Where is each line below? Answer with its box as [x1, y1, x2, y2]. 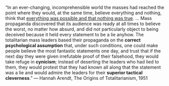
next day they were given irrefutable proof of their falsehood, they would [5, 53, 159, 59]
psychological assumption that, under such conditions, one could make [5, 42, 158, 48]
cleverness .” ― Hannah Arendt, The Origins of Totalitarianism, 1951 [5, 75, 148, 81]
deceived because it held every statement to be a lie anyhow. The [5, 32, 144, 37]
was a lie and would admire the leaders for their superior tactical [5, 70, 143, 76]
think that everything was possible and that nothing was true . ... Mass [5, 15, 152, 21]
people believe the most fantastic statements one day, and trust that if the [5, 48, 161, 54]
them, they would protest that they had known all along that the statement [5, 64, 161, 70]
